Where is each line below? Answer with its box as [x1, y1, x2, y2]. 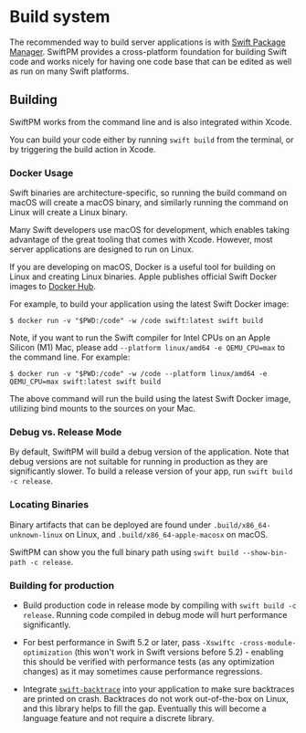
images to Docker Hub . [9, 281, 96, 292]
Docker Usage [9, 166, 74, 179]
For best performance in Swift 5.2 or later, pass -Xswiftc [22, 636, 236, 647]
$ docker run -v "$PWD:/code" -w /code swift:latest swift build [9, 317, 263, 326]
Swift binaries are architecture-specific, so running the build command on [9, 187, 288, 198]
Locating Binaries [9, 498, 90, 511]
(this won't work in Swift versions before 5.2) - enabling [74, 646, 284, 657]
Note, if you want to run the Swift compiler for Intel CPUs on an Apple [9, 332, 271, 343]
